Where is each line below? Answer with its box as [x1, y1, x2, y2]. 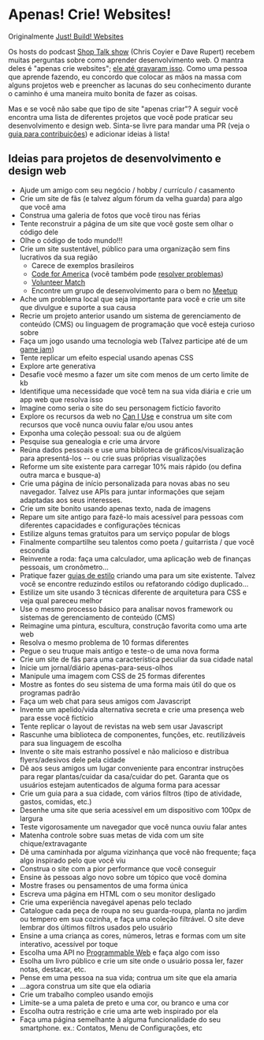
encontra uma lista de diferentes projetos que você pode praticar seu [8, 112, 233, 121]
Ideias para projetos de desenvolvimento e [8, 152, 222, 166]
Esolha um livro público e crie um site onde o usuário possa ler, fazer [19, 956, 244, 965]
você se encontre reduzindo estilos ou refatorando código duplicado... [19, 579, 249, 588]
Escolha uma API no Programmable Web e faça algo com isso [19, 948, 221, 957]
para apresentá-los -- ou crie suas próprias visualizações [19, 453, 206, 463]
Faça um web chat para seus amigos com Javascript [19, 696, 191, 706]
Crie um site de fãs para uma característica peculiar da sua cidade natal [19, 654, 254, 664]
